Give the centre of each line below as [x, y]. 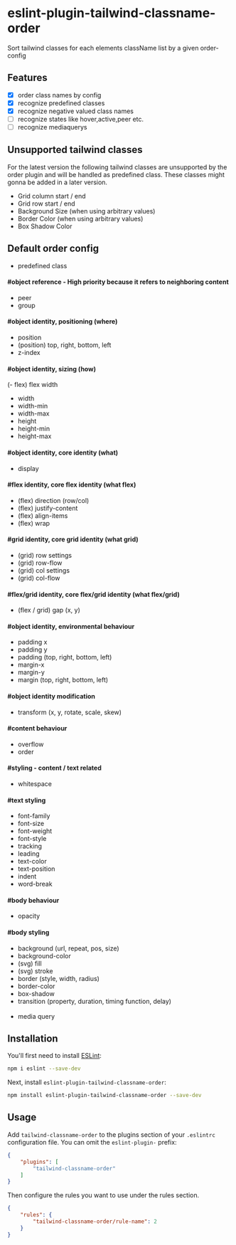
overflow [31, 744]
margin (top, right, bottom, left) [63, 680]
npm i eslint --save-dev [44, 1069]
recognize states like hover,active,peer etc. [81, 119]
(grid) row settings [45, 555]
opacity [29, 916]
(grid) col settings [43, 570]
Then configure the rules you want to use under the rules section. [103, 1195]
